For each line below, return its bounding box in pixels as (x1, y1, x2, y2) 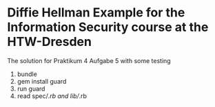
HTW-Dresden (7, 34, 92, 49)
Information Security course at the (7, 19, 209, 35)
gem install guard (17, 77, 67, 85)
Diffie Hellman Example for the (7, 5, 185, 21)
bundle (17, 70, 38, 78)
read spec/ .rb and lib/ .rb (17, 91, 88, 100)
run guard (17, 84, 45, 93)
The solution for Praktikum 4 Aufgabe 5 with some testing (7, 56, 171, 64)
